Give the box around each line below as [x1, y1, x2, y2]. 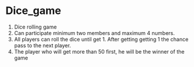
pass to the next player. [14, 42, 71, 49]
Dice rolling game [14, 23, 57, 30]
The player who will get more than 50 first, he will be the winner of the [14, 48, 185, 55]
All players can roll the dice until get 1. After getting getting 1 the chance [14, 36, 189, 43]
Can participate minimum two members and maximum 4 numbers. [14, 29, 175, 36]
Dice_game [5, 4, 61, 17]
